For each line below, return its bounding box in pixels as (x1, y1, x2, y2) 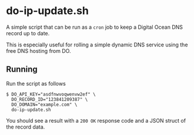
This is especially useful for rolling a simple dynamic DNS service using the (6, 41, 188, 48)
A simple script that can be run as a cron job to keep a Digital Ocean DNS (6, 23, 183, 31)
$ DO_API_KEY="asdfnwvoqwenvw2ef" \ (6, 91, 96, 97)
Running (6, 65, 38, 75)
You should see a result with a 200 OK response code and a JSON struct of (6, 117, 186, 124)
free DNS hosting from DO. (6, 47, 71, 54)
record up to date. (6, 29, 50, 36)
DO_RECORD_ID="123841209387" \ (11, 96, 88, 102)
